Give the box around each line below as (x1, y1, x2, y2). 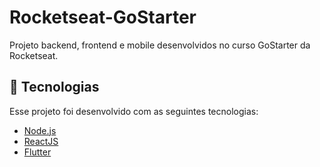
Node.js (23, 124, 57, 136)
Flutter (23, 146, 52, 158)
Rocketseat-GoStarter (9, 6, 197, 29)
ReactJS (23, 135, 59, 147)
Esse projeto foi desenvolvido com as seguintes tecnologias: (9, 105, 259, 117)
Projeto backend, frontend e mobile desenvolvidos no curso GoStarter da (9, 39, 311, 51)
